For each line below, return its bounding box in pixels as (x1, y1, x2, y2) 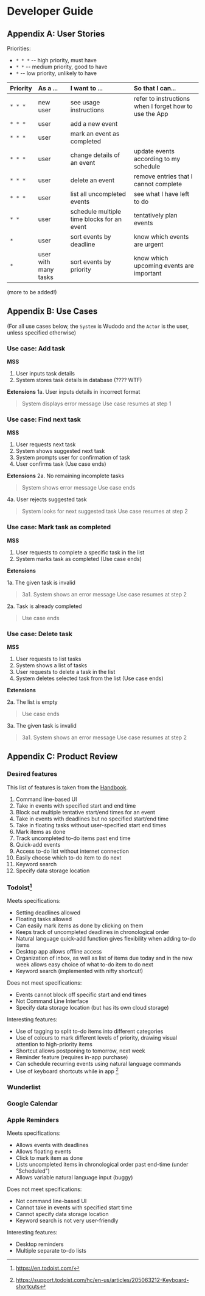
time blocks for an (70, 215, 122, 223)
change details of (70, 151, 120, 159)
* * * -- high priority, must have (15, 57, 97, 63)
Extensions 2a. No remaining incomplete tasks (7, 472, 124, 480)
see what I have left (133, 190, 190, 198)
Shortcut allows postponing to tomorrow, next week (15, 1047, 145, 1054)
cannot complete (133, 180, 182, 188)
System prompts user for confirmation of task (15, 454, 130, 462)
